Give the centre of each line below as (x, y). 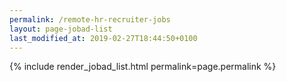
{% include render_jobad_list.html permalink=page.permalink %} (143, 67)
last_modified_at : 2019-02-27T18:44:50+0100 (103, 38)
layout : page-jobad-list (61, 29)
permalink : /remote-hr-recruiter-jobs (90, 19)
